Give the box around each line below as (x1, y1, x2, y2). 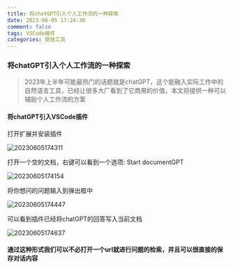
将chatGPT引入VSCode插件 (7, 112, 89, 121)
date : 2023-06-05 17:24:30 (7, 17, 86, 24)
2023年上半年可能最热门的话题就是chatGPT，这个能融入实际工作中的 (24, 78, 224, 86)
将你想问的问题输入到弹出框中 (7, 186, 93, 194)
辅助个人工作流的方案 (24, 95, 86, 103)
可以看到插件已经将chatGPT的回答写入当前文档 (7, 215, 143, 223)
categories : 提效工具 (7, 36, 66, 43)
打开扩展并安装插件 (7, 129, 63, 138)
